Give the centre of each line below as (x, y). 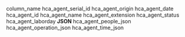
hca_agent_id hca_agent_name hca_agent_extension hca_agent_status (93, 15)
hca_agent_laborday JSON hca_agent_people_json (69, 21)
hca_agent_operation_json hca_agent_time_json (65, 27)
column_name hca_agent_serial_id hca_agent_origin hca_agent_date (90, 9)
